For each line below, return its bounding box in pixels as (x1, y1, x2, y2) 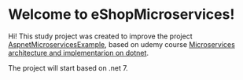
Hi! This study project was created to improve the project (8, 31, 193, 41)
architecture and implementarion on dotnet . (8, 48, 149, 57)
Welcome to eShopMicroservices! (8, 5, 235, 24)
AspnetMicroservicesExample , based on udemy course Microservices (8, 39, 236, 49)
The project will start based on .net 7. (8, 63, 128, 72)
